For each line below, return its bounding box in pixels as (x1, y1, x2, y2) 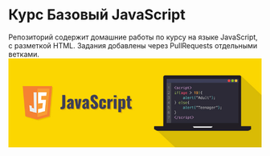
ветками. (8, 49, 40, 59)
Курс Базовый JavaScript (8, 6, 186, 24)
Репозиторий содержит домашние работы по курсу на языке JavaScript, (8, 32, 259, 42)
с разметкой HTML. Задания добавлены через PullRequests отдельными (8, 40, 258, 50)
